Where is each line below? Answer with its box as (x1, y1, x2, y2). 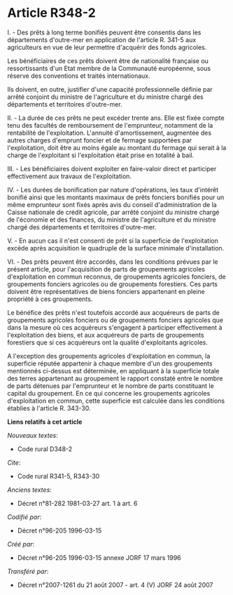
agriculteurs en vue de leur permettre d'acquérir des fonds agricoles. (7, 43, 207, 51)
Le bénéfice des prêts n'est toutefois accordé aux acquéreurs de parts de (7, 308, 220, 316)
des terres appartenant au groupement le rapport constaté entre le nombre (7, 374, 223, 382)
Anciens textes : (7, 486, 52, 494)
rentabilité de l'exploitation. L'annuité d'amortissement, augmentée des (7, 128, 212, 137)
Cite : (7, 458, 21, 467)
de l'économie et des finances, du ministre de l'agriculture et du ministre (7, 215, 216, 224)
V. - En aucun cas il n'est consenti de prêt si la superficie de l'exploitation (7, 236, 218, 245)
